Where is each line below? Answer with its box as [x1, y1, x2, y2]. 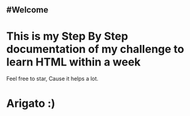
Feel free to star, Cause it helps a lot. [6, 75, 99, 83]
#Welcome [6, 5, 49, 15]
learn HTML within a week [6, 55, 141, 69]
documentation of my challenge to [6, 42, 185, 56]
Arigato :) [6, 97, 56, 110]
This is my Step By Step [6, 29, 128, 43]
